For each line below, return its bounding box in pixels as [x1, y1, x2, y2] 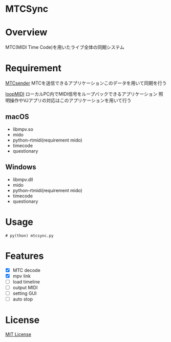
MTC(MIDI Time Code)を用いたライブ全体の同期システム [5, 44, 124, 50]
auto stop [12, 296, 33, 302]
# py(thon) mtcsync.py [5, 233, 54, 238]
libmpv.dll [12, 176, 33, 183]
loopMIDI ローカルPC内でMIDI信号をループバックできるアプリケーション [5, 91, 158, 97]
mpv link [12, 273, 31, 279]
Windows [5, 163, 36, 172]
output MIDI [12, 284, 38, 290]
